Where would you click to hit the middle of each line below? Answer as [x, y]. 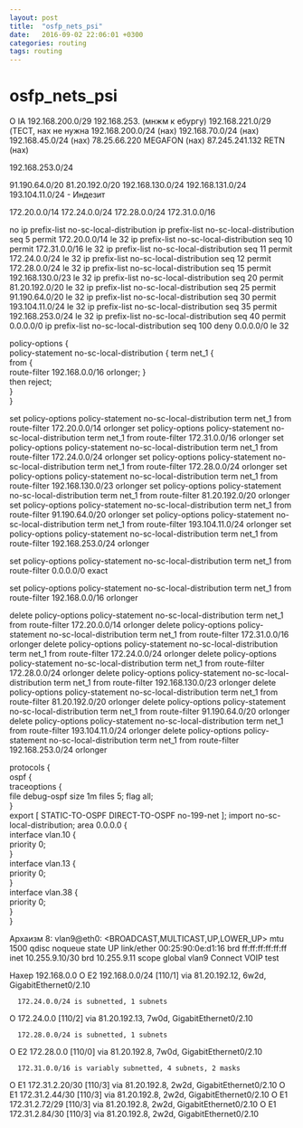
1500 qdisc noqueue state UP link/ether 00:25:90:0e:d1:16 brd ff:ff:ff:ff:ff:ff [148, 948]
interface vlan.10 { [43, 835]
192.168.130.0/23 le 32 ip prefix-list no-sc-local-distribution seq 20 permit [147, 278]
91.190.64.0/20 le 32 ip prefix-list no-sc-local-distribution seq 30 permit [143, 297]
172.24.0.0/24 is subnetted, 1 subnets [93, 1002]
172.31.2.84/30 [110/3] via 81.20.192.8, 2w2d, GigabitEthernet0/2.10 [134, 1114]
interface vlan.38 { [44, 893]
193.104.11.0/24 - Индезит [57, 194]
